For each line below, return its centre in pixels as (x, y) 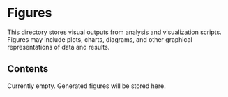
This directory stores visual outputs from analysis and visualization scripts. (114, 32)
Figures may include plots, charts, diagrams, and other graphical (100, 39)
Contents (28, 69)
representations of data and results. (59, 47)
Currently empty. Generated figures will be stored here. (86, 86)
